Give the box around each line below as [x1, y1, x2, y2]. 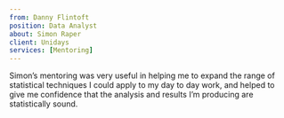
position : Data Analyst [9, 21, 98, 30]
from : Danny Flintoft [9, 12, 90, 22]
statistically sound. [9, 98, 78, 109]
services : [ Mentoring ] [9, 46, 93, 55]
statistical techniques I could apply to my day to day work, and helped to [9, 80, 275, 90]
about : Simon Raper [9, 29, 82, 38]
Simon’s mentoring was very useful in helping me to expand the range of [9, 70, 276, 81]
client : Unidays [9, 37, 69, 47]
